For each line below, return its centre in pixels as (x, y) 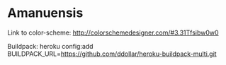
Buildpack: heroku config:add (50, 46)
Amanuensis (45, 13)
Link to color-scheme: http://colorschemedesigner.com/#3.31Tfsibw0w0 (113, 32)
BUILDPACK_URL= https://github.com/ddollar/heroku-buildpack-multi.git (112, 54)
